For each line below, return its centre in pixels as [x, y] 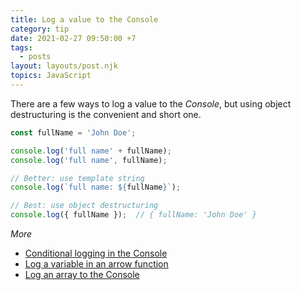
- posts [35, 57]
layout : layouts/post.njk [64, 66]
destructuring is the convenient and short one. [106, 114]
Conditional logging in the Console [96, 253]
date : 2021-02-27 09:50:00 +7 [73, 38]
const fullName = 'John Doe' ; [73, 132]
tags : [21, 47]
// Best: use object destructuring [84, 206]
